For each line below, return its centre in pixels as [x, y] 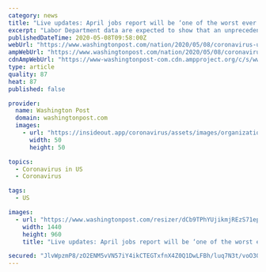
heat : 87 [23, 81]
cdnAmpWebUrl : [32, 60]
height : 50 [47, 147]
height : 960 [42, 234]
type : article [32, 67]
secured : [23, 256]
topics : [21, 162]
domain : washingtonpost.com [62, 118]
